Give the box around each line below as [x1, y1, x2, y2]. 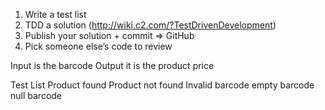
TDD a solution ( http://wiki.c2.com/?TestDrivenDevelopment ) [24, 19, 277, 31]
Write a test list [24, 9, 87, 20]
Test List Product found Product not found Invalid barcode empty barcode [10, 79, 315, 91]
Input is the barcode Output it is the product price [10, 60, 215, 71]
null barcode [10, 90, 63, 101]
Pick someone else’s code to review [24, 40, 173, 52]
